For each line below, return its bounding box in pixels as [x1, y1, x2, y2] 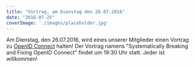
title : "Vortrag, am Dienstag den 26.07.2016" [6, 8, 125, 15]
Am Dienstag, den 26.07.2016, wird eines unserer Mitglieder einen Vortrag [6, 36, 190, 44]
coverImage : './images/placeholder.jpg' [6, 20, 110, 26]
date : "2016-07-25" [6, 14, 55, 20]
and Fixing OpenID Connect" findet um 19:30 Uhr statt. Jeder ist [6, 49, 165, 56]
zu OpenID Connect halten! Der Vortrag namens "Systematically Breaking [6, 42, 188, 50]
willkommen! [6, 55, 38, 63]
